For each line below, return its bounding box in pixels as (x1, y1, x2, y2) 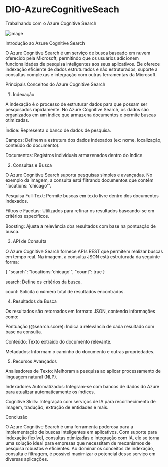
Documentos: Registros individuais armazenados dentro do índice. (5, 152, 144, 158)
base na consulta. (5, 329, 43, 335)
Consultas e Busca (12, 162, 52, 168)
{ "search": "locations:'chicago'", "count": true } (5, 268, 105, 275)
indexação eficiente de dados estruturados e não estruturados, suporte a (5, 66, 158, 72)
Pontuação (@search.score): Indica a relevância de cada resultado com (5, 323, 154, 329)
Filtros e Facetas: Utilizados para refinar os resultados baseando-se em (5, 207, 155, 214)
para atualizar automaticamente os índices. (5, 389, 95, 395)
